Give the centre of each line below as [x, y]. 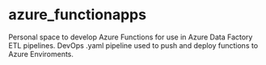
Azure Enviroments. [41, 54]
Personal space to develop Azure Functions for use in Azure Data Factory [131, 37]
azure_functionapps [78, 15]
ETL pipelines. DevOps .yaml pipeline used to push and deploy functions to [133, 45]
